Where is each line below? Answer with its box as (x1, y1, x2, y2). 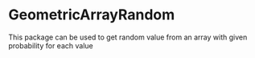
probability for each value (8, 40, 94, 50)
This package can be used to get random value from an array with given (8, 32, 248, 42)
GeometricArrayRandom (8, 6, 175, 24)
